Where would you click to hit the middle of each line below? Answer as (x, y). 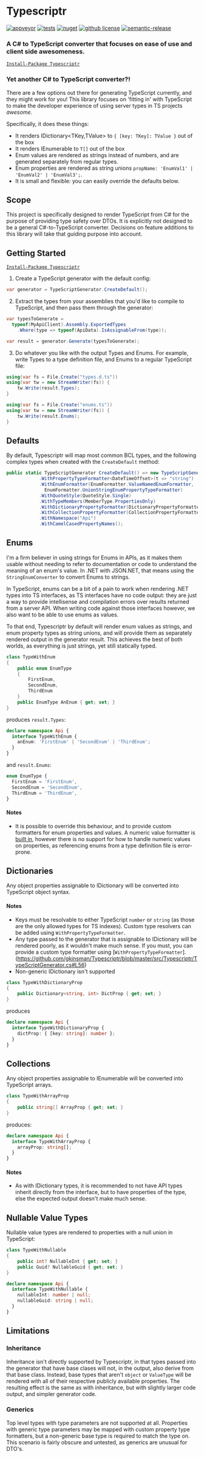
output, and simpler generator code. (52, 1394)
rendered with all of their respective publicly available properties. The (93, 1381)
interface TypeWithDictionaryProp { (58, 1028)
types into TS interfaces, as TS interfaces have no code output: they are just (102, 595)
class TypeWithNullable (36, 1250)
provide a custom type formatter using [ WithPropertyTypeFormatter (99, 952)
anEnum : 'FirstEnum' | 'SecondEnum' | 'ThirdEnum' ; (84, 742)
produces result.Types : (36, 719)
